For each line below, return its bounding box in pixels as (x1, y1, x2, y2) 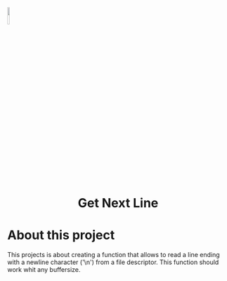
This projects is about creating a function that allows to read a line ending (7, 251, 220, 259)
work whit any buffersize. (7, 266, 81, 274)
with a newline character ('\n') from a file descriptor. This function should (7, 258, 219, 266)
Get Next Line (77, 195, 159, 211)
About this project (7, 228, 115, 243)
